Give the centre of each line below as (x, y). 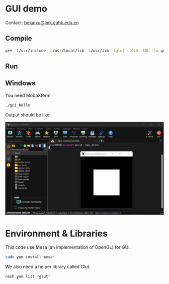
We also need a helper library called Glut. (48, 267)
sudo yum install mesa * (30, 257)
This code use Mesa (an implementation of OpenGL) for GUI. (68, 247)
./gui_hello (18, 105)
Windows (20, 83)
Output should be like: (28, 115)
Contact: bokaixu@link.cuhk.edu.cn (42, 23)
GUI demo (26, 9)
